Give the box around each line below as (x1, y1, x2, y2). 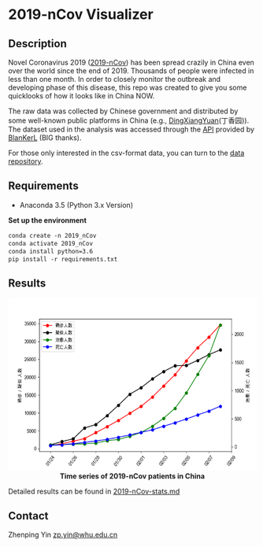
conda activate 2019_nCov (8, 239, 93, 247)
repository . (8, 157, 43, 166)
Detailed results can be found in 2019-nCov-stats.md (8, 486, 180, 496)
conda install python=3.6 (8, 247, 93, 255)
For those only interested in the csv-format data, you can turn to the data (8, 148, 245, 157)
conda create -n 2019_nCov (8, 231, 97, 239)
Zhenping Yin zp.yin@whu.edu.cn (8, 530, 118, 540)
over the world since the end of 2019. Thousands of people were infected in (8, 66, 254, 76)
